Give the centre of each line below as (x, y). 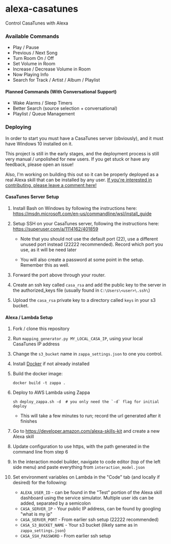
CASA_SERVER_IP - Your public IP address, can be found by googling (90, 509)
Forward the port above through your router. (59, 275)
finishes (29, 421)
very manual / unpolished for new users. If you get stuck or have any (78, 159)
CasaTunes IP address (36, 344)
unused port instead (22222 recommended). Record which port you (92, 244)
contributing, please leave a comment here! (51, 185)
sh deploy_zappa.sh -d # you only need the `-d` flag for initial (86, 402)
